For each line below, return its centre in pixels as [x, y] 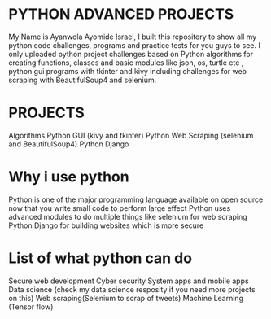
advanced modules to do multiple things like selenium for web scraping [128, 216]
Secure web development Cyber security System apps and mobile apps [129, 281]
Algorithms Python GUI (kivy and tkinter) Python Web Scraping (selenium [131, 135]
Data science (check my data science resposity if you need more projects [132, 289]
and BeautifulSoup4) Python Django [69, 144]
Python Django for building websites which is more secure [106, 225]
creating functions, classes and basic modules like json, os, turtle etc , [126, 63]
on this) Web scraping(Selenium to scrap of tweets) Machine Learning [126, 298]
